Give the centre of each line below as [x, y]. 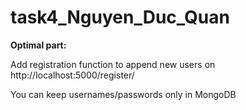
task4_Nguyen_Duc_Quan [120, 17]
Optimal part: [38, 45]
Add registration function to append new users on [113, 64]
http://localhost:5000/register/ [72, 75]
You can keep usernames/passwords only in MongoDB [123, 94]
